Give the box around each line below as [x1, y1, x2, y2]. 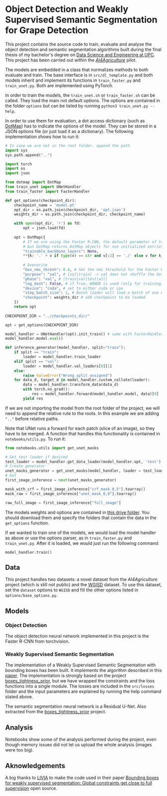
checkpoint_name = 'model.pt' [14, 203, 77, 208]
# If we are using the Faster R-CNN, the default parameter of [23, 239, 157, 245]
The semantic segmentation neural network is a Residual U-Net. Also [5, 703, 147, 709]
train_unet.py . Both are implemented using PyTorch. [5, 82, 113, 88]
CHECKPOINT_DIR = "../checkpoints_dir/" [5, 313, 90, 318]
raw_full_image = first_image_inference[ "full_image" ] [5, 500, 121, 505]
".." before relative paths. [5, 415, 59, 421]
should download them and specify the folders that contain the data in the [5, 515, 157, 521]
